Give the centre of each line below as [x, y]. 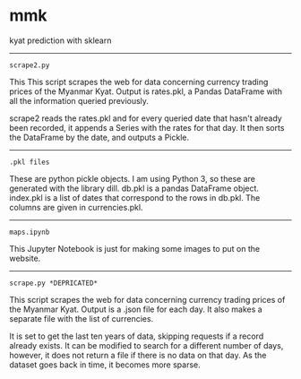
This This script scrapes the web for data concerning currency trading [139, 82]
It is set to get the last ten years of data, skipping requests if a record [137, 336]
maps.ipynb [30, 232]
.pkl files [30, 162]
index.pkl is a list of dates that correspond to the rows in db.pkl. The [135, 197]
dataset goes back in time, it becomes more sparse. [105, 365]
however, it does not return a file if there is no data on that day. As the [138, 355]
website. [25, 258]
